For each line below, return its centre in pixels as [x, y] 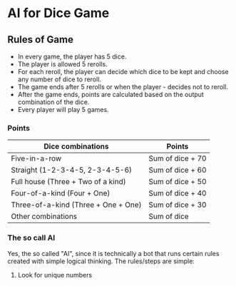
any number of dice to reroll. [60, 79]
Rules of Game [40, 40]
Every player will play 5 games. [63, 109]
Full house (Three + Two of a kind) [68, 182]
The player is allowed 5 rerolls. [63, 64]
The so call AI [31, 238]
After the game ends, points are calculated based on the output [111, 95]
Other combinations [44, 217]
